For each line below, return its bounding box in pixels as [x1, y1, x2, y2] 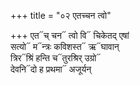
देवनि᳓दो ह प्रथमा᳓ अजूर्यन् [10, 63, 92, 75]
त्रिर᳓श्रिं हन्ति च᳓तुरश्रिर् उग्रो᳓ [10, 52, 102, 64]
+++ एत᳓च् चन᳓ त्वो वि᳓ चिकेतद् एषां [10, 30, 130, 41]
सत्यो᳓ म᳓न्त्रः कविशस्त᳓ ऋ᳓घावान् [10, 41, 120, 52]
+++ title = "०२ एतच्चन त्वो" [10, 10, 112, 21]
